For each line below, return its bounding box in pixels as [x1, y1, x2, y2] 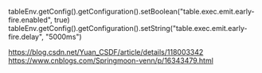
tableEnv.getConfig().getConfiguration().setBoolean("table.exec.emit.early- [8, 7, 255, 16]
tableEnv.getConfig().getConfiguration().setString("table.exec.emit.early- [8, 24, 248, 33]
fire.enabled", [8, 15, 53, 25]
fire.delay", [8, 32, 44, 41]
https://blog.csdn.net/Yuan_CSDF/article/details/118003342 [8, 48, 204, 56]
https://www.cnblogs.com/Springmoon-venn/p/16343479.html [8, 56, 213, 65]
